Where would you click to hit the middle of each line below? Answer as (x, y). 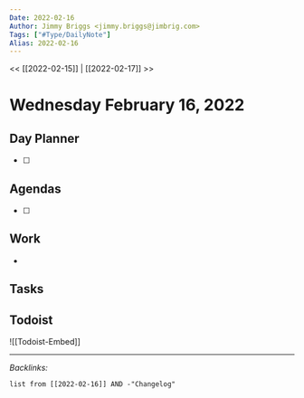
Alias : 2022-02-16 (44, 43)
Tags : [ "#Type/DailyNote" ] (60, 34)
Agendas (35, 189)
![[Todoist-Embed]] (45, 342)
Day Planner (44, 138)
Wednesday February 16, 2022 (127, 105)
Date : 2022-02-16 (42, 18)
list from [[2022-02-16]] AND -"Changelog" (93, 384)
